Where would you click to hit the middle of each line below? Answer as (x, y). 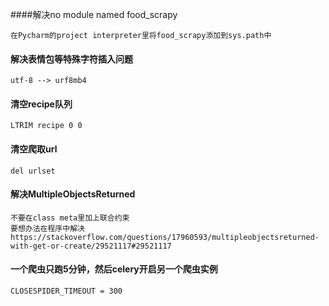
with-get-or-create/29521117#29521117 (91, 246)
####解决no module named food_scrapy (94, 14)
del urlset (33, 171)
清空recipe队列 (41, 104)
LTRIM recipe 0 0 (46, 126)
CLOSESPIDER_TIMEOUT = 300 (66, 291)
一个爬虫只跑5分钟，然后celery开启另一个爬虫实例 (114, 269)
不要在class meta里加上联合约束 (70, 218)
